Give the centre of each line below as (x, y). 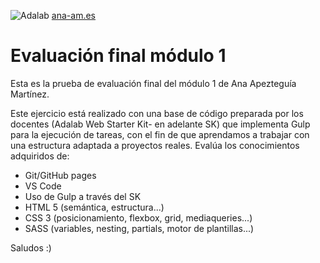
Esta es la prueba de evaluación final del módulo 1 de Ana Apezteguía (153, 83)
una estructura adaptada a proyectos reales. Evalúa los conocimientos (155, 145)
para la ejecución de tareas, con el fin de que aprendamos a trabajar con (160, 134)
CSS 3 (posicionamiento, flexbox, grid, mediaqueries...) (138, 217)
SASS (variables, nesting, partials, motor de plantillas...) (139, 228)
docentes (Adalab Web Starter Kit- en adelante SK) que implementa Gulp (160, 124)
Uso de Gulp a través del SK (83, 196)
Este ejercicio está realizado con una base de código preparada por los (157, 113)
